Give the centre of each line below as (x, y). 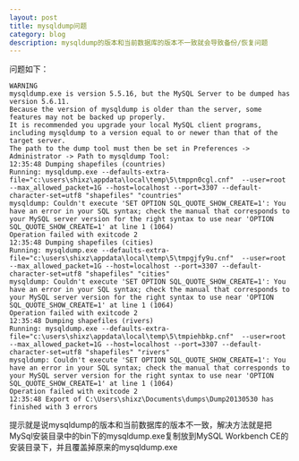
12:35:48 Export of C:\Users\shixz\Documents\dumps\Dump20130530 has (142, 399)
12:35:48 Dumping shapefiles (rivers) (81, 321)
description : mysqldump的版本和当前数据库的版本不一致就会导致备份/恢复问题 (139, 43)
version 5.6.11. (39, 102)
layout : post (34, 17)
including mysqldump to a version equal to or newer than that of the (144, 133)
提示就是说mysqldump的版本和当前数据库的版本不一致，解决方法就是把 (141, 425)
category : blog (38, 34)
